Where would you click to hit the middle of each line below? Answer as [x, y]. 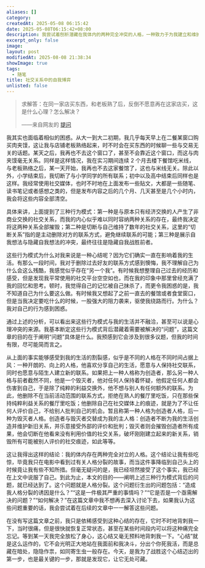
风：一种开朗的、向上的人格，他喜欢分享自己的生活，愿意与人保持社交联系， [103, 365]
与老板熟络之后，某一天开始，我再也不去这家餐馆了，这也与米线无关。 [95, 168]
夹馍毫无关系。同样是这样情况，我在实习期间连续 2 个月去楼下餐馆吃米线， [100, 160]
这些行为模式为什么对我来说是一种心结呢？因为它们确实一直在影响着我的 [97, 255]
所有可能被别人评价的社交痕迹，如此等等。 [65, 441]
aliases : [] [21, 12]
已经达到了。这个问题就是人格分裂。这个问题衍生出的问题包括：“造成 [109, 485]
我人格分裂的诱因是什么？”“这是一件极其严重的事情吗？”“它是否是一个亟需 [99, 493]
